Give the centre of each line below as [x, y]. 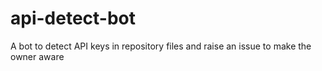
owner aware [37, 56]
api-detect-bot [73, 18]
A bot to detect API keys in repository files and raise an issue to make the [161, 46]
